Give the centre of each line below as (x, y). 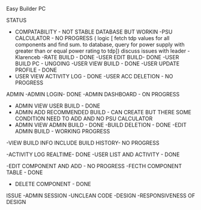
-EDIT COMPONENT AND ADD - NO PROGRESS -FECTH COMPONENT (94, 166)
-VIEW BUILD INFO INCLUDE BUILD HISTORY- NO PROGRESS (83, 143)
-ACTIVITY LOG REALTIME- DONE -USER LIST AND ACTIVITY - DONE (93, 154)
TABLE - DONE (25, 172)
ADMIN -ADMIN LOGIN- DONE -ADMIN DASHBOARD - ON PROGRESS (93, 94)
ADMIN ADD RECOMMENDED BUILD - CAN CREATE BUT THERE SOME (103, 112)
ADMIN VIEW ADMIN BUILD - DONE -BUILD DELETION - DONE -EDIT (101, 125)
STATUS (16, 20)
